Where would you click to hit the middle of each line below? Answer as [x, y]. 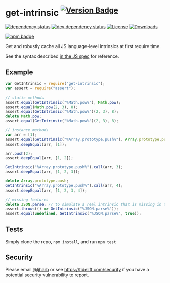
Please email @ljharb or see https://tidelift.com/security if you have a [77, 269]
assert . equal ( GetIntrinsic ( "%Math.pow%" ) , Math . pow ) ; [63, 102]
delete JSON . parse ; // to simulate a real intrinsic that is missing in [83, 204]
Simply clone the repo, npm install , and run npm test [61, 242]
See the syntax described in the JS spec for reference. [62, 56]
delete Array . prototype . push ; [37, 181]
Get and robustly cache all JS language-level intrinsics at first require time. [83, 46]
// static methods [25, 98]
